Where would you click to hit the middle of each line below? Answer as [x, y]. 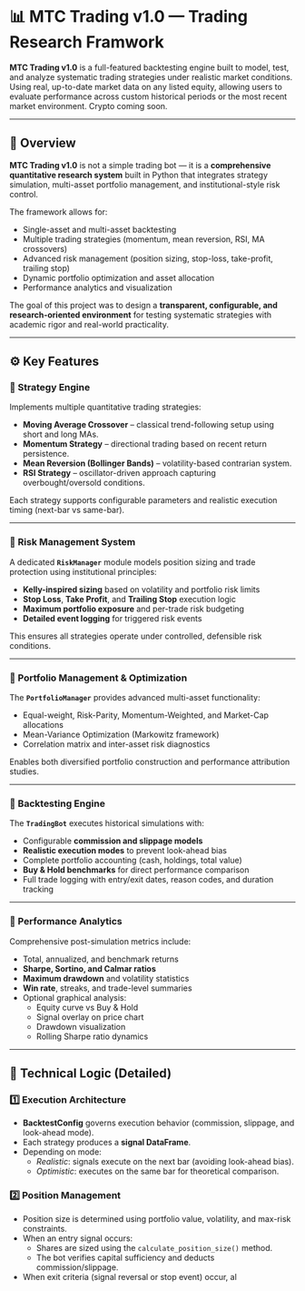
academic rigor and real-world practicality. [89, 324]
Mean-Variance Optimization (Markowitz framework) [121, 735]
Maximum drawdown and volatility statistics [106, 978]
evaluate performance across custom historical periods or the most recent [148, 96]
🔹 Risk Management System [73, 542]
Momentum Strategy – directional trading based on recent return [145, 444]
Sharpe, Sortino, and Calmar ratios [89, 968]
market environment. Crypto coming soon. [89, 106]
